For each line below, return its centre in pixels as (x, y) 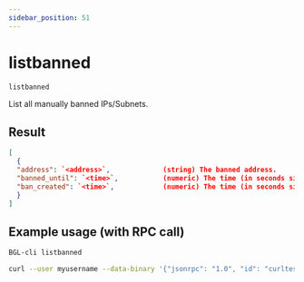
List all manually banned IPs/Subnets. (78, 103)
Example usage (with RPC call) (97, 232)
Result (27, 132)
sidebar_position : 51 (49, 18)
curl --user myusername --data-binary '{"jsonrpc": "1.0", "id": (134, 269)
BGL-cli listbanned (45, 253)
